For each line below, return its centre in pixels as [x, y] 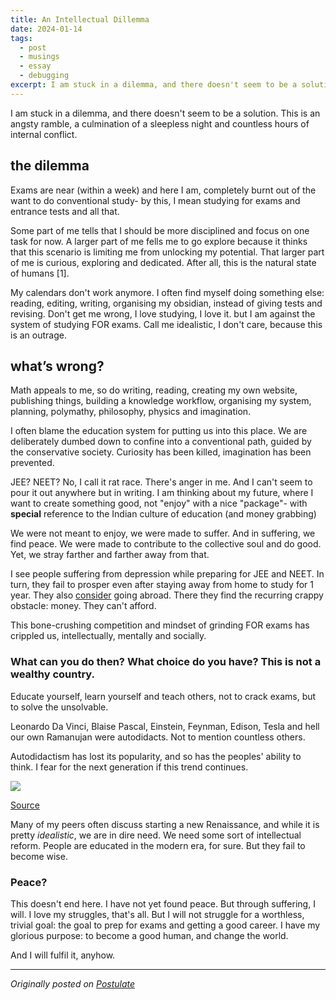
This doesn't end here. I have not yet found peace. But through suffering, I [163, 903]
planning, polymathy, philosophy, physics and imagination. [131, 412]
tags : [21, 38]
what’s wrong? [57, 366]
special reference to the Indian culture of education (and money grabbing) [163, 514]
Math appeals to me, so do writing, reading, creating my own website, [154, 390]
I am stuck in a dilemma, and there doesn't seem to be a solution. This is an [165, 113]
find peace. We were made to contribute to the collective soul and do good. [166, 544]
